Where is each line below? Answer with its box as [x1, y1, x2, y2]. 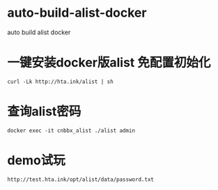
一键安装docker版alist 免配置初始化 [7, 54, 211, 71]
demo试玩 [7, 152, 66, 168]
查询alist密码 [7, 103, 81, 119]
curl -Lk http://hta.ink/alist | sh [7, 78, 114, 85]
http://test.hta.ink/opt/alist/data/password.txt [7, 176, 155, 183]
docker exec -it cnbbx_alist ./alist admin [7, 127, 136, 134]
